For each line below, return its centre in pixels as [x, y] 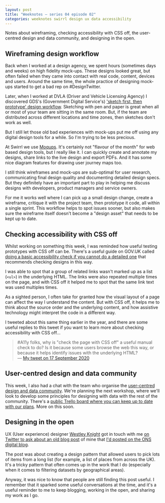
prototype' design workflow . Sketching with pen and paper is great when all [82, 107]
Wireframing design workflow [52, 54]
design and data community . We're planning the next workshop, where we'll [82, 391]
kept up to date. [21, 219]
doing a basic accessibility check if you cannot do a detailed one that [76, 257]
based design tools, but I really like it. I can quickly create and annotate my [81, 152]
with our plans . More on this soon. [40, 407]
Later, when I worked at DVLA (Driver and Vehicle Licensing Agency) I [76, 96]
